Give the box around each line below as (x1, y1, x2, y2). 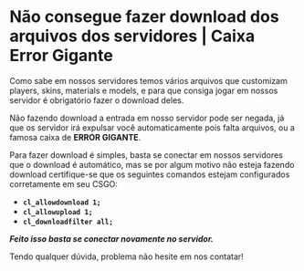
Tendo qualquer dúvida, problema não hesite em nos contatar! (9, 251, 244, 262)
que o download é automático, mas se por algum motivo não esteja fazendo (9, 159, 295, 170)
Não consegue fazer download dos (9, 6, 280, 27)
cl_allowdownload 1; (22, 198, 101, 207)
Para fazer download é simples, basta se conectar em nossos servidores (9, 149, 283, 161)
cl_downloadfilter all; (22, 217, 114, 226)
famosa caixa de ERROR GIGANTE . (9, 131, 142, 142)
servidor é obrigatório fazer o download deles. (9, 94, 184, 106)
